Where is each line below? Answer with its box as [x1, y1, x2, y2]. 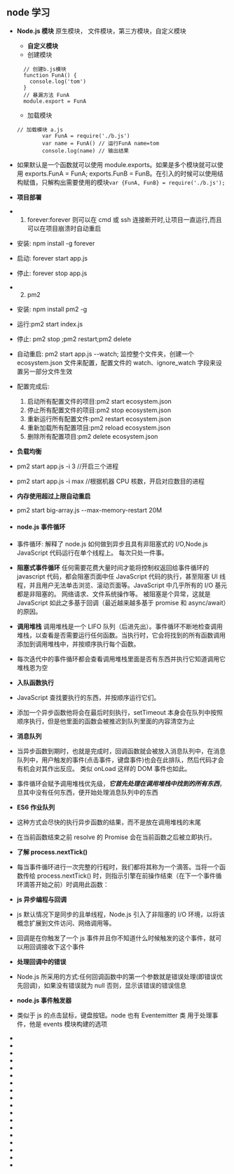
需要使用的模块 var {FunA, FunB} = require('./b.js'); [65, 178, 226, 186]
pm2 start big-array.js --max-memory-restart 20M [16, 506, 163, 514]
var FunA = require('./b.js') [42, 132, 130, 139]
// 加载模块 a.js [16, 126, 64, 133]
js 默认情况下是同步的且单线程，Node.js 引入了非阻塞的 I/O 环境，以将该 [16, 910, 226, 918]
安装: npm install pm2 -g [16, 305, 88, 313]
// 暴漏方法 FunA [23, 91, 69, 98]
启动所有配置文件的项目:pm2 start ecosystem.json [27, 397, 172, 405]
